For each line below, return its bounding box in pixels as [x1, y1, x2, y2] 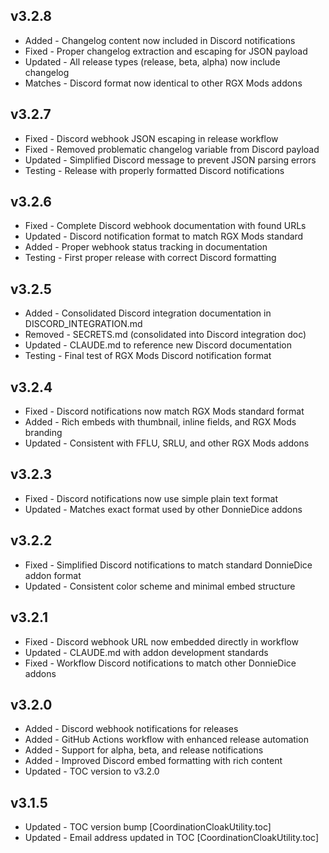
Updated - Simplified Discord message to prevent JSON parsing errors [24, 154, 317, 166]
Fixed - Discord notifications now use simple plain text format [24, 492, 279, 504]
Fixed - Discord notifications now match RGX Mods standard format [24, 405, 305, 418]
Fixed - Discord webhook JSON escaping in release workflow [24, 132, 279, 144]
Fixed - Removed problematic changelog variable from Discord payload [24, 143, 320, 155]
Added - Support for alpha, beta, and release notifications [24, 744, 264, 756]
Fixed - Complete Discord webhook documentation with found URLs [24, 220, 307, 232]
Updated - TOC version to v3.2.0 [24, 765, 160, 778]
